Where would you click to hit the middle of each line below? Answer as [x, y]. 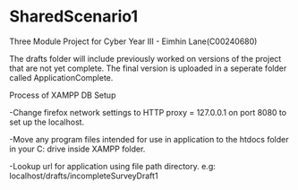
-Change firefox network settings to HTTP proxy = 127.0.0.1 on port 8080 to [148, 112]
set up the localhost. [47, 122]
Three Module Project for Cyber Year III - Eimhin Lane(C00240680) [133, 41]
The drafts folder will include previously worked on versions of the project [145, 58]
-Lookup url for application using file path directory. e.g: [113, 166]
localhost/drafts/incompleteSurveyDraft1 [84, 176]
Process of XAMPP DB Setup [63, 95]
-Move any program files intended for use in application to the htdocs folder [149, 139]
